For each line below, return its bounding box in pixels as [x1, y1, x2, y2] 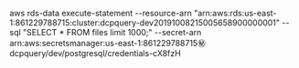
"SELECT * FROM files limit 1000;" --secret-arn [22, 27, 202, 37]
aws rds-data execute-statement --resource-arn [9, 8, 192, 18]
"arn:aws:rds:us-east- [193, 8, 277, 18]
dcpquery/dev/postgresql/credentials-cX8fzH [9, 48, 181, 58]
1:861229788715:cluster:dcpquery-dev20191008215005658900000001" [9, 17, 281, 28]
